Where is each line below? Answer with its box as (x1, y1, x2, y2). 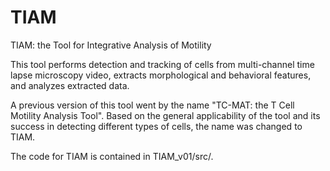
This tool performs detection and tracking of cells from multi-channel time (10, 58, 315, 70)
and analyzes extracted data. (10, 79, 130, 91)
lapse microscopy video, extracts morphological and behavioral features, (10, 69, 312, 81)
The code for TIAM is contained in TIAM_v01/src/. (10, 150, 214, 162)
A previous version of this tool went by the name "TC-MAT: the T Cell (10, 99, 295, 111)
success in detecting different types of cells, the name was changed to (10, 120, 303, 132)
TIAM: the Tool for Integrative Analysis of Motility (10, 39, 212, 51)
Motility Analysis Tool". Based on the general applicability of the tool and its (10, 109, 321, 121)
